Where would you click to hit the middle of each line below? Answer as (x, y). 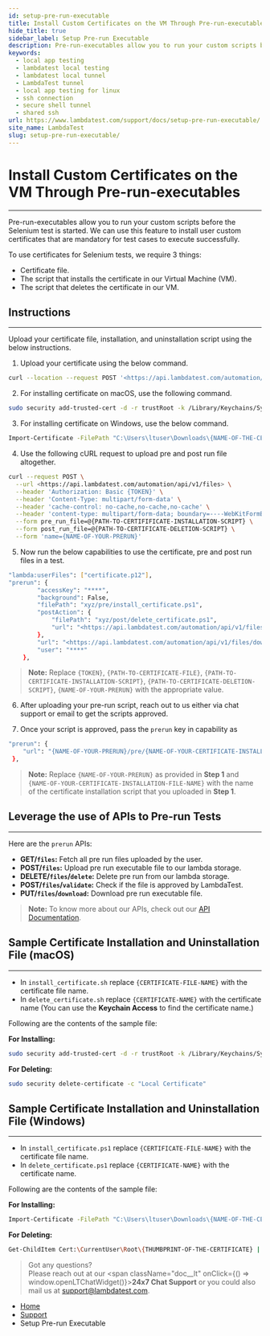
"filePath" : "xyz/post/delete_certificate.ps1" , (134, 620)
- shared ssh (37, 113)
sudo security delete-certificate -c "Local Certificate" (107, 1084)
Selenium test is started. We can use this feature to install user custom (125, 231)
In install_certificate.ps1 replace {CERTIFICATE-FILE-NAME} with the (135, 1148)
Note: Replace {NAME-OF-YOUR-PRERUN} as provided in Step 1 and (133, 774)
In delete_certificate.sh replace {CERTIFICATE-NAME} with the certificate (141, 999)
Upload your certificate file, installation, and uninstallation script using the (130, 339)
